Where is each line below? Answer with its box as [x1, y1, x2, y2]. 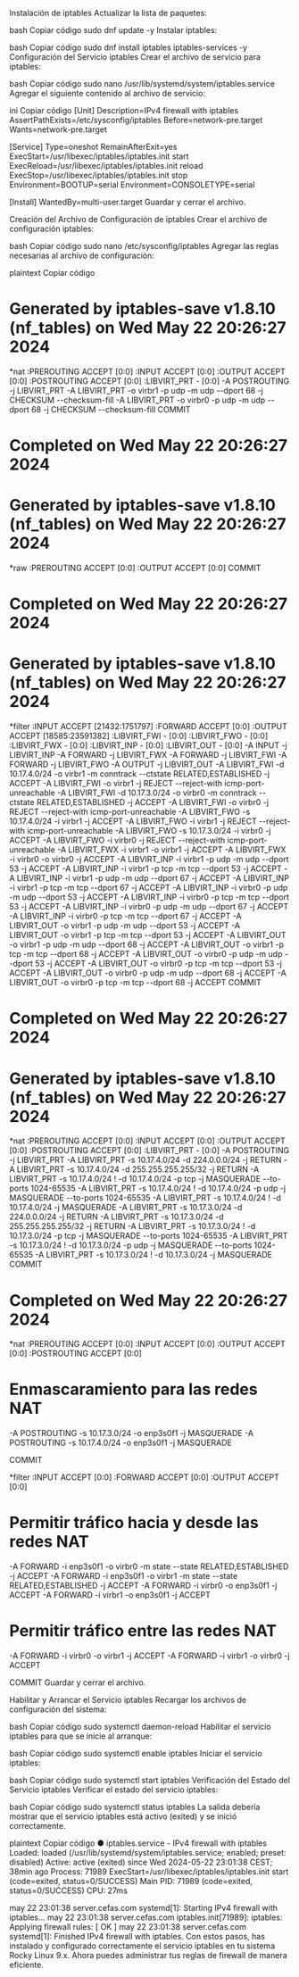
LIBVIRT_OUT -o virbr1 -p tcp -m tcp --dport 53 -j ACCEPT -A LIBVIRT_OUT [9, 930, 287, 941]
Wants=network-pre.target [9, 124, 107, 135]
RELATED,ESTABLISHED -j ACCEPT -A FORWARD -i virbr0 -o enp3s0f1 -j [9, 1580, 278, 1591]
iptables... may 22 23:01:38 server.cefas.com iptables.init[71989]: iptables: [9, 1912, 283, 1923]
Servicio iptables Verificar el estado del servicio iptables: [9, 1784, 219, 1795]
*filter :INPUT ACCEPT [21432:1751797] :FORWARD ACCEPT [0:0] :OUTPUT [9, 721, 288, 732]
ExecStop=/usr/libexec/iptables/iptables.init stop [9, 170, 188, 180]
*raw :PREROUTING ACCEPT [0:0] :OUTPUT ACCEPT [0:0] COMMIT [9, 562, 262, 574]
